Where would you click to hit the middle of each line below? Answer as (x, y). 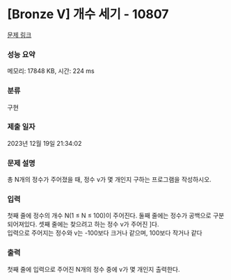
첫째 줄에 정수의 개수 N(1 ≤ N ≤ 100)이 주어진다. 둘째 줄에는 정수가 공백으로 (109, 215)
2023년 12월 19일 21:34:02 (45, 143)
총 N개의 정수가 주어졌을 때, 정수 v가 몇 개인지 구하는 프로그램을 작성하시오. (110, 180)
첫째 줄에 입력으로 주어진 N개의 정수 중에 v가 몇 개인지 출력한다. (94, 269)
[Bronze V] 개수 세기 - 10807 (88, 14)
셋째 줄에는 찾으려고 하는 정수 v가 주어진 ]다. (99, 224)
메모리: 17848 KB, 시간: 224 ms (51, 71)
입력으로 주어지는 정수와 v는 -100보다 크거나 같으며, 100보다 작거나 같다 (105, 233)
